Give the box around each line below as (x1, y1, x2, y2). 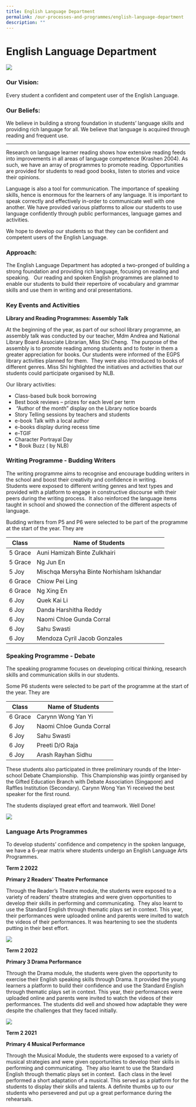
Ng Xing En (37, 586, 68, 594)
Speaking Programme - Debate (6, 651, 96, 660)
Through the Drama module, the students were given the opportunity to (6, 970, 178, 977)
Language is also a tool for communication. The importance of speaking (6, 185, 179, 192)
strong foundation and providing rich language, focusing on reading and (6, 268, 179, 275)
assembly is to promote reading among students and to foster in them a (6, 344, 178, 351)
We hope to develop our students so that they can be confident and (6, 227, 169, 234)
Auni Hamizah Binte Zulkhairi (37, 548, 116, 556)
